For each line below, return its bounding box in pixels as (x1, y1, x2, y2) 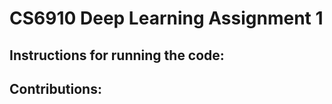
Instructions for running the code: (9, 47, 225, 64)
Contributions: (9, 80, 102, 97)
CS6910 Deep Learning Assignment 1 (9, 7, 324, 30)
